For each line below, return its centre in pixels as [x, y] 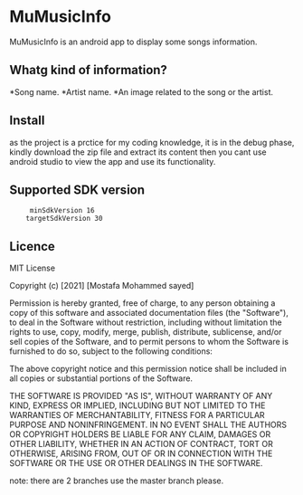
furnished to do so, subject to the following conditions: [111, 351]
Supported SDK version [77, 190]
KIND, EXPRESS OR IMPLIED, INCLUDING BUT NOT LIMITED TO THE [137, 405]
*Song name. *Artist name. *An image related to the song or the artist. [142, 91]
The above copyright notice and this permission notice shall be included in [148, 369]
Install [27, 121]
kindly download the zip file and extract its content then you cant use [138, 152]
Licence [33, 246]
